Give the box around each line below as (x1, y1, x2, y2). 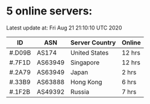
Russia (70, 87, 89, 96)
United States (70, 48, 109, 57)
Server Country (70, 38, 116, 46)
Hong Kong (70, 78, 102, 86)
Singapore (70, 58, 100, 67)
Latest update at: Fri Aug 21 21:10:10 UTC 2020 (6, 24, 122, 31)
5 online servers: (6, 4, 93, 18)
